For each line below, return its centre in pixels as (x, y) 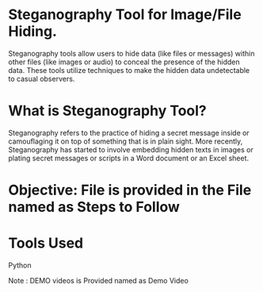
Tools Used (46, 243)
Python (20, 265)
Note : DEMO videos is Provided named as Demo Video (98, 280)
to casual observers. (42, 79)
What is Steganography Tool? (108, 111)
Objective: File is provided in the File (130, 190)
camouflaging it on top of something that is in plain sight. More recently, (126, 141)
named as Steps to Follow (94, 207)
